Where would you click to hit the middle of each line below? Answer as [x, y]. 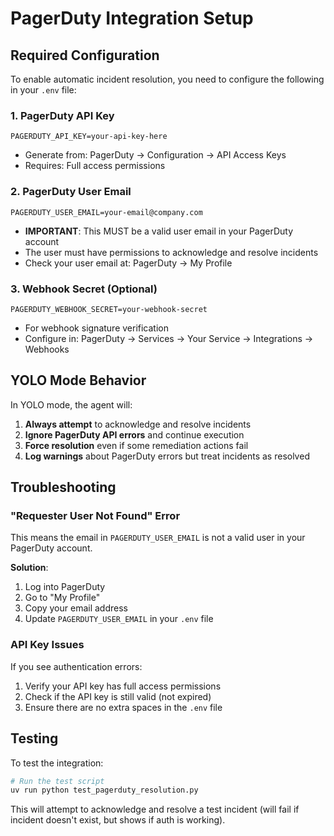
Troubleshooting [63, 487]
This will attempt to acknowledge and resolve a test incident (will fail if [155, 809]
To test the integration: [57, 763]
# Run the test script [57, 781]
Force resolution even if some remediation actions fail [136, 445]
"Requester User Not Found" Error [95, 516]
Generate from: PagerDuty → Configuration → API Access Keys [155, 155]
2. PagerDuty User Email [71, 192]
